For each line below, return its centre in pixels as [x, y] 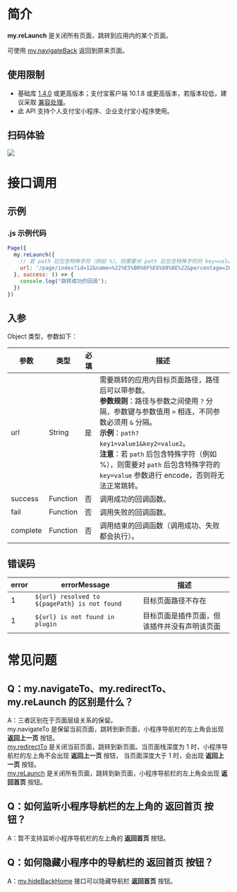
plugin [46, 624]
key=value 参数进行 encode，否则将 [159, 476]
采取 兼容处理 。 [46, 102]
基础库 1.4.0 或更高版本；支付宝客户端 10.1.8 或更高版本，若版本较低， [119, 93]
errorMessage [85, 585]
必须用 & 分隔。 [132, 423]
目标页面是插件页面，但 [182, 616]
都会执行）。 [119, 536]
